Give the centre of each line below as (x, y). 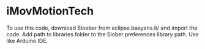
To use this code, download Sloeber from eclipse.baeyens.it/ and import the (102, 28)
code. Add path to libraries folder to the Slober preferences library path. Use (102, 34)
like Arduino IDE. (27, 41)
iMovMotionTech (50, 11)
